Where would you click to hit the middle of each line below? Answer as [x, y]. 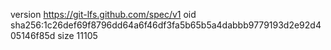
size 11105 [77, 35]
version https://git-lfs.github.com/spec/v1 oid [103, 14]
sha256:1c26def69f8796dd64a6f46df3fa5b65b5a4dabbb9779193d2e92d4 [166, 25]
